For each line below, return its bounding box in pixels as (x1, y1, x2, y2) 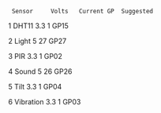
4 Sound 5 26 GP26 (8, 67, 73, 76)
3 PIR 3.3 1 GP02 (8, 52, 63, 60)
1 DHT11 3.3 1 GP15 (8, 21, 69, 31)
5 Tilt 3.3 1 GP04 (8, 82, 62, 91)
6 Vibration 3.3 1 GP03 (8, 97, 81, 106)
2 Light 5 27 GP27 (8, 36, 67, 46)
